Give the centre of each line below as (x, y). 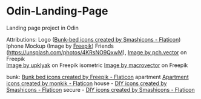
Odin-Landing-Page (57, 11)
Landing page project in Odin (42, 28)
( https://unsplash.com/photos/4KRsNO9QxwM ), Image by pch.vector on (97, 52)
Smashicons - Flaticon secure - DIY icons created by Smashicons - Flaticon (100, 89)
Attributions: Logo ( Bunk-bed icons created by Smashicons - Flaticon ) (94, 39)
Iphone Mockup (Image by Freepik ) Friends (60, 46)
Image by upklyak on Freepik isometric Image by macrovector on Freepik (97, 65)
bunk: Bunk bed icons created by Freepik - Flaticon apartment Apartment (97, 77)
